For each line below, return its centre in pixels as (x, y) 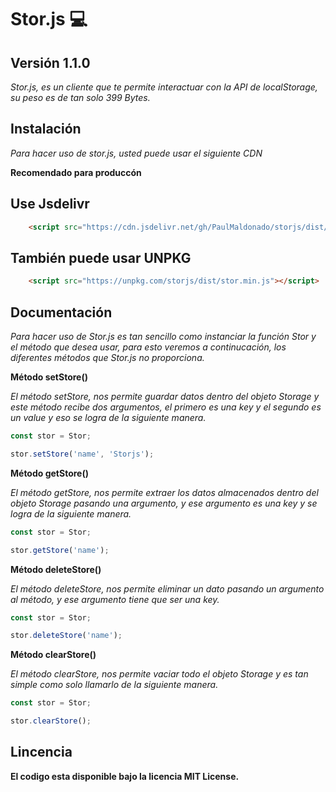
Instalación (46, 129)
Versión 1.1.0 (50, 62)
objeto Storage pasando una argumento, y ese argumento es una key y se (164, 503)
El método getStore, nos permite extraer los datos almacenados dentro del (164, 492)
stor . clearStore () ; (51, 721)
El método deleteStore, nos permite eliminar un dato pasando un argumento (167, 588)
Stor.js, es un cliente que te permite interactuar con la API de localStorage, (164, 87)
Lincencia (41, 752)
